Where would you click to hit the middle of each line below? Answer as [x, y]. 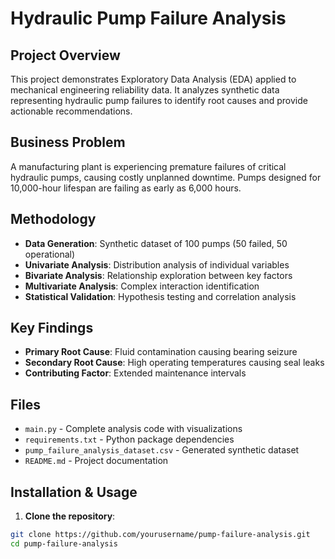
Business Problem [68, 142]
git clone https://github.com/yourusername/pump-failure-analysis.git [160, 535]
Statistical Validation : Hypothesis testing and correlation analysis [160, 296]
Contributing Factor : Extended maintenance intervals [135, 373]
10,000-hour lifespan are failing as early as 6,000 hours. [126, 188]
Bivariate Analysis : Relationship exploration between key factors [158, 275]
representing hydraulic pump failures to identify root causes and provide [159, 100]
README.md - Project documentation [96, 461]
